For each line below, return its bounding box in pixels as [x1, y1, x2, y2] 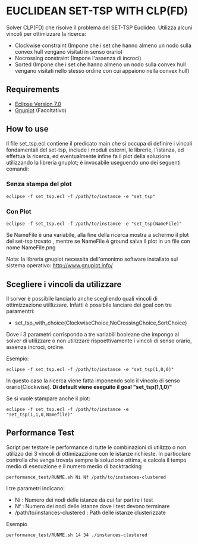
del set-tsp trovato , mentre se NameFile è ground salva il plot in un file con [6, 237, 190, 245]
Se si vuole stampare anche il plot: [6, 395, 90, 402]
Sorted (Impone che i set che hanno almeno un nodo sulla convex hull [14, 61, 186, 68]
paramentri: [6, 307, 34, 314]
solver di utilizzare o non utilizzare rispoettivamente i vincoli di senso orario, [6, 337, 192, 344]
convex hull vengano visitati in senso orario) [14, 48, 123, 55]
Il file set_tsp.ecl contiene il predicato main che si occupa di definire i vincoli [6, 140, 193, 147]
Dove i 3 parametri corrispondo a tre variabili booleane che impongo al [6, 330, 180, 338]
